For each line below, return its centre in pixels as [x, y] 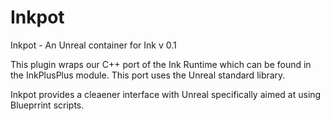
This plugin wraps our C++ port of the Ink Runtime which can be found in [161, 64]
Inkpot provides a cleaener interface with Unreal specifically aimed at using [166, 94]
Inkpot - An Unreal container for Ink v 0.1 [93, 45]
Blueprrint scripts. [47, 105]
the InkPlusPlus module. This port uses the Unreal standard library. [148, 75]
